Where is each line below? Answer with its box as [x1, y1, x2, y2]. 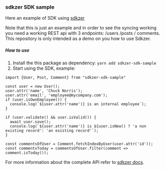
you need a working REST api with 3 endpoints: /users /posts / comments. [5, 30, 160, 36]
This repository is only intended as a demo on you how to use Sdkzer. [5, 35, 151, 41]
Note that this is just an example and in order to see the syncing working [5, 25, 157, 31]
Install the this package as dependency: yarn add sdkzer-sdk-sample [12, 60, 156, 66]
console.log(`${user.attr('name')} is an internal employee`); [10, 102, 146, 107]
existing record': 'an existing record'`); [5, 128, 99, 134]
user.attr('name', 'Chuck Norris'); [5, 89, 83, 94]
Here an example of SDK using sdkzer [5, 15, 85, 21]
